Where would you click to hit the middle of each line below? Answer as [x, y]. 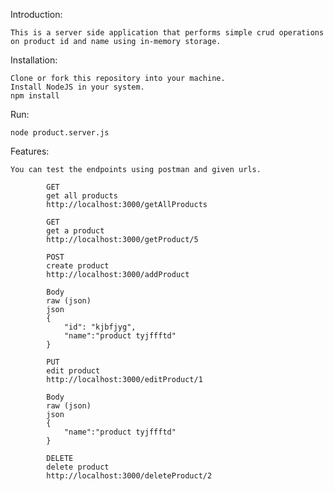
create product [78, 266]
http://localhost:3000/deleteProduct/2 [129, 476]
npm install [35, 96]
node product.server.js [60, 133]
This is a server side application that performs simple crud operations [167, 33]
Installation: [34, 60]
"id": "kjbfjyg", [100, 327]
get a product [75, 231]
